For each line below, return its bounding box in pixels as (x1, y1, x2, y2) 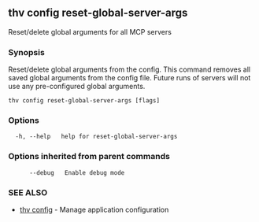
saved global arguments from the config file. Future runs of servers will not (8, 73, 251, 83)
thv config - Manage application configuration (19, 205, 169, 214)
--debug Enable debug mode (28, 168, 125, 176)
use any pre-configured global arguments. (8, 82, 146, 91)
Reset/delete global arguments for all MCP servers (8, 27, 172, 36)
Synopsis (8, 46, 45, 57)
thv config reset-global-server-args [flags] (8, 97, 160, 105)
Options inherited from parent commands (8, 151, 171, 162)
